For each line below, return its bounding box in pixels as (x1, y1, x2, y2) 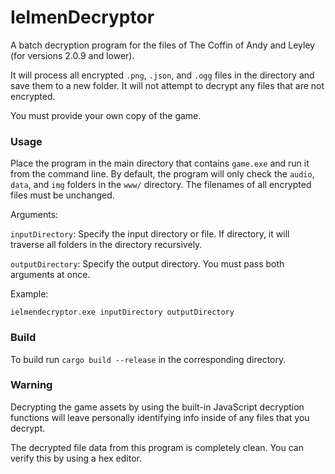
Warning (10, 378, 53, 392)
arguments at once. (10, 269, 91, 281)
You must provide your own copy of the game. (10, 109, 202, 121)
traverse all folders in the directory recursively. (10, 239, 203, 251)
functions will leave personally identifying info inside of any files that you (10, 411, 310, 423)
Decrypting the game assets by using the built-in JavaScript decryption (10, 401, 305, 413)
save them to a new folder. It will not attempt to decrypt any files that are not (10, 79, 325, 91)
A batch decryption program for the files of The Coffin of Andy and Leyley (10, 39, 316, 51)
